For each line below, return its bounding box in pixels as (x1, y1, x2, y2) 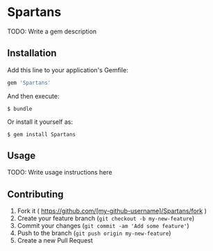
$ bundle (7, 105, 33, 112)
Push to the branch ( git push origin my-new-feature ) (17, 229, 171, 237)
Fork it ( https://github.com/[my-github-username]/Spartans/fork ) (17, 207, 207, 216)
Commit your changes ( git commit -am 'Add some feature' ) (17, 222, 189, 230)
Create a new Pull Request (17, 236, 94, 245)
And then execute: (7, 92, 60, 100)
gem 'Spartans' (7, 79, 51, 86)
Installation (7, 47, 57, 59)
